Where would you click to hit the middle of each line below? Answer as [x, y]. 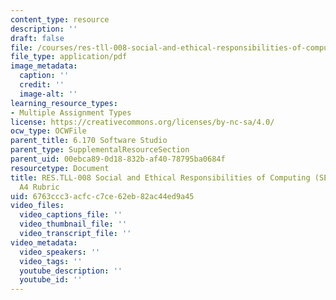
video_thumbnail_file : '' [73, 224]
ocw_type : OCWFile [48, 131]
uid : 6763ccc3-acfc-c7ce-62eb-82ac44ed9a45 [102, 196]
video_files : [37, 206]
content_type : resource [60, 19]
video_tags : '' [51, 261]
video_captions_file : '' [71, 215]
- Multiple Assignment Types [71, 112]
